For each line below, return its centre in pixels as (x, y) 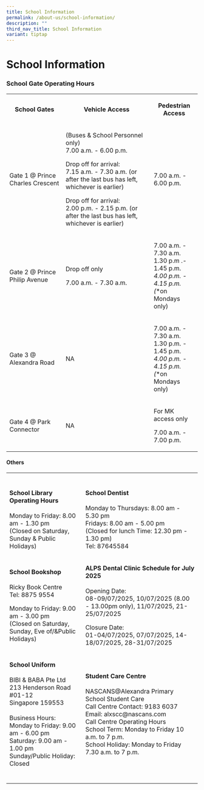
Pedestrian (174, 105)
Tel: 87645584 (107, 546)
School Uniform (32, 665)
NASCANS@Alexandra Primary (130, 691)
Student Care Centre (116, 676)
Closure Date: (105, 627)
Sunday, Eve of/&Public (42, 631)
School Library (31, 493)
